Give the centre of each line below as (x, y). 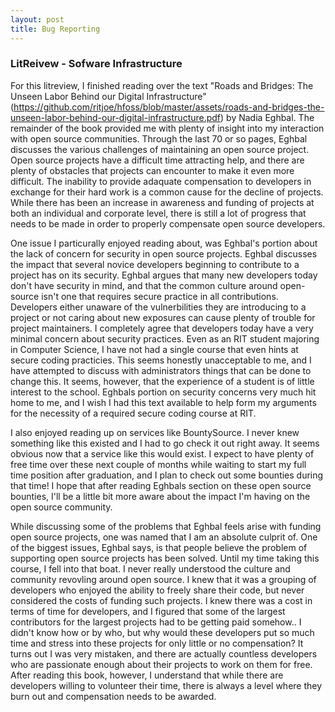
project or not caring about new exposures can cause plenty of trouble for (163, 317)
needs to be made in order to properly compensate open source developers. (168, 223)
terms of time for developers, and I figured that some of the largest (148, 611)
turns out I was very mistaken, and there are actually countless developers (164, 653)
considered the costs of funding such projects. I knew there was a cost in (161, 600)
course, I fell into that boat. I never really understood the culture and (150, 568)
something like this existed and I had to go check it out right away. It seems (165, 443)
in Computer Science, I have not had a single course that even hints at (154, 349)
